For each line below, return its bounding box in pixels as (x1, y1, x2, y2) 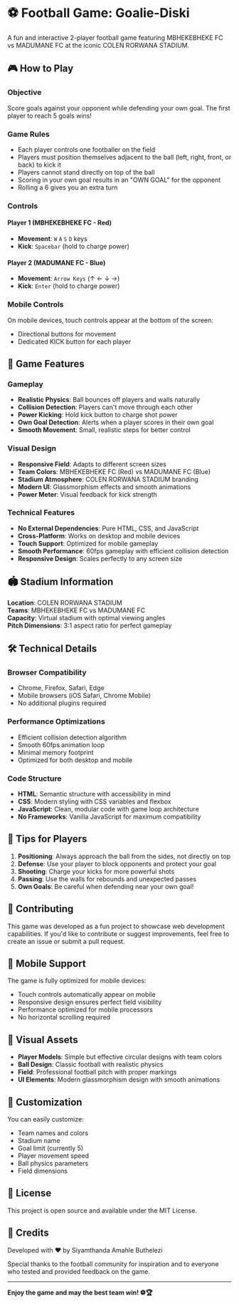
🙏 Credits (7, 1227, 50, 1239)
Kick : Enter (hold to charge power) (17, 282, 120, 290)
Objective (7, 88, 42, 98)
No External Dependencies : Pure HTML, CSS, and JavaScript (17, 524, 199, 533)
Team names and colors (17, 1129, 89, 1137)
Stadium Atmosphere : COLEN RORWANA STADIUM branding (17, 475, 199, 483)
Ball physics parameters (17, 1159, 89, 1167)
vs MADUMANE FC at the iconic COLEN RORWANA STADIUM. (7, 41, 190, 49)
